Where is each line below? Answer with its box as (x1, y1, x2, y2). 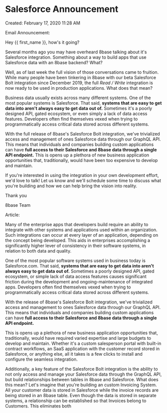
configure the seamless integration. (5, 356, 78, 362)
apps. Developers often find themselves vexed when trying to (5, 284, 131, 290)
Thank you (5, 192, 27, 198)
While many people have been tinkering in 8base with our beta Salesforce (5, 74, 157, 80)
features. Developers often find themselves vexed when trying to (5, 116, 138, 122)
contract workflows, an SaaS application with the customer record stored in (5, 345, 160, 352)
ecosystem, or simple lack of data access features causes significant (5, 273, 147, 279)
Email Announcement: (5, 29, 50, 35)
